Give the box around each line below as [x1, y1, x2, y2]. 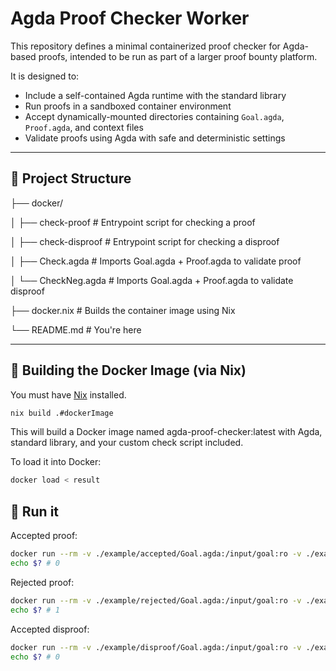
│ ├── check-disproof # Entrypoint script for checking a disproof [10, 235, 280, 247]
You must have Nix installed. [10, 388, 127, 401]
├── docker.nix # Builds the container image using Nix [10, 304, 236, 316]
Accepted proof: [10, 530, 78, 542]
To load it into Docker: [10, 456, 102, 468]
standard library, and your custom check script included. [10, 437, 244, 449]
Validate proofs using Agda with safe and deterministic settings [24, 132, 286, 144]
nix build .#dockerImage [10, 408, 114, 418]
